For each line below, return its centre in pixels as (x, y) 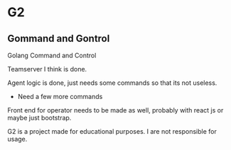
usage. (17, 139)
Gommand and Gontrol (59, 39)
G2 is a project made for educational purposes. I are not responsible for (112, 131)
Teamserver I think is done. (47, 69)
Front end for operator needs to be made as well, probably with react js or (116, 110)
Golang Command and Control (52, 55)
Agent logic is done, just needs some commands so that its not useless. (112, 83)
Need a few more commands (60, 97)
